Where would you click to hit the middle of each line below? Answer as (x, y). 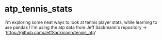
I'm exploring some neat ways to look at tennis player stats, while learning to (81, 22)
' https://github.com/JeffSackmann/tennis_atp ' (50, 32)
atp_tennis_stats (39, 9)
